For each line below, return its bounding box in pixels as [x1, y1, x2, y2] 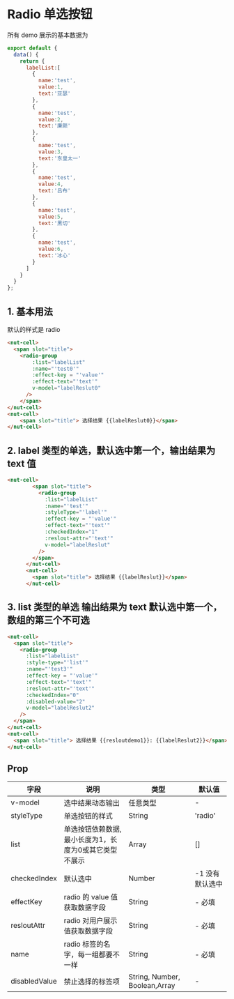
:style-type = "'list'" [25, 659, 89, 666]
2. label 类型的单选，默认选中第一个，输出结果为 [7, 444, 216, 457]
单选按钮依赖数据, [63, 824, 122, 834]
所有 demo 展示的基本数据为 [7, 31, 88, 39]
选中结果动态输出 [63, 798, 120, 808]
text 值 [7, 457, 36, 469]
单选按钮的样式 [63, 811, 113, 821]
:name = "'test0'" [32, 365, 79, 372]
